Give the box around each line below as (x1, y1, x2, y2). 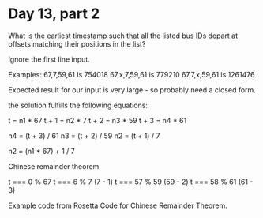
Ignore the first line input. (8, 54, 91, 64)
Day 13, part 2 (8, 5, 100, 23)
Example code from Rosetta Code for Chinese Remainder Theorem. (8, 201, 227, 210)
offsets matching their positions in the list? (8, 39, 146, 48)
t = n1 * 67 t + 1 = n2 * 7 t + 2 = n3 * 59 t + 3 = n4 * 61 (8, 115, 187, 125)
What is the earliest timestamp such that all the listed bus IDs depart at (8, 31, 239, 40)
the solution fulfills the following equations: (8, 100, 148, 110)
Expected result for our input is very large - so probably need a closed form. (8, 85, 257, 95)
